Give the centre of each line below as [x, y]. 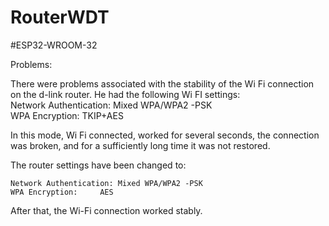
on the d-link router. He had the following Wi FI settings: [125, 94]
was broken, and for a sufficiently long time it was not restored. [140, 145]
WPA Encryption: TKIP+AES [67, 115]
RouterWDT [60, 17]
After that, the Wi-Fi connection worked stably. [106, 210]
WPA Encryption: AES [62, 192]
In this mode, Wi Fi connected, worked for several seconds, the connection [165, 135]
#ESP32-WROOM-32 [54, 45]
